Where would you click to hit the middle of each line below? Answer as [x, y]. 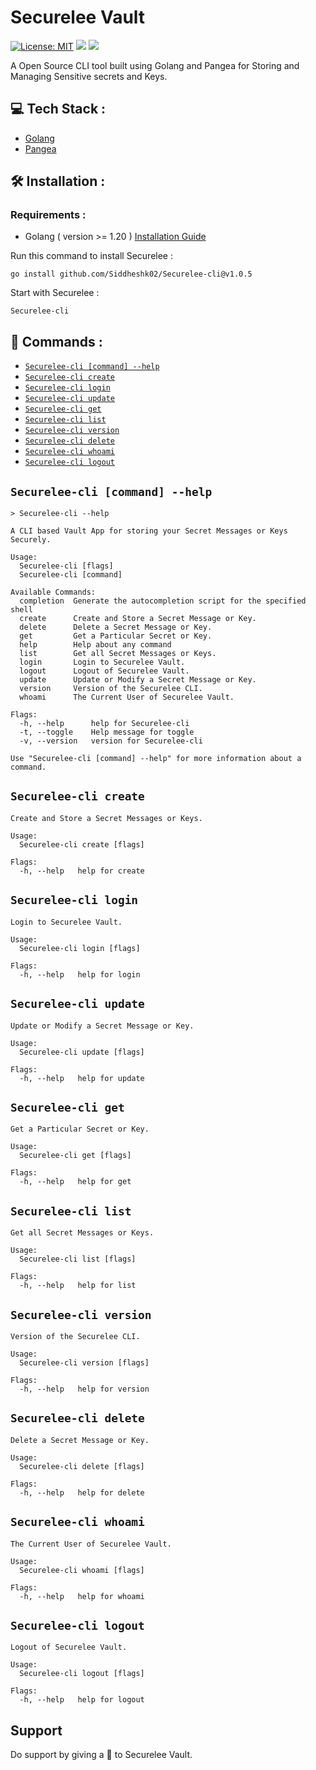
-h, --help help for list [78, 1286]
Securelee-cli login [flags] [80, 948]
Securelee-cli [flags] [66, 566]
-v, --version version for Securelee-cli [111, 741]
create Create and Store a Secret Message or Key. [138, 619]
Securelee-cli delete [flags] [82, 1466]
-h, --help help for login [80, 974]
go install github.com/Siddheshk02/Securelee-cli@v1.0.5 [131, 274]
